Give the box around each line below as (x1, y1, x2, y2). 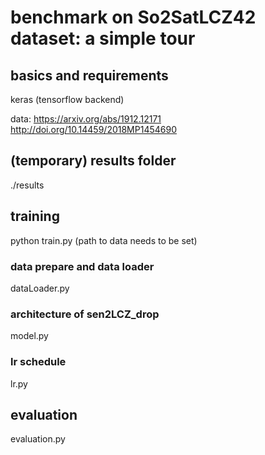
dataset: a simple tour (10, 27, 196, 50)
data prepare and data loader (10, 259, 155, 273)
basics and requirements (10, 67, 169, 84)
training (10, 208, 60, 225)
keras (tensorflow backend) (10, 94, 125, 105)
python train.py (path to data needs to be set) (10, 234, 198, 246)
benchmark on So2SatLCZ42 (10, 6, 257, 29)
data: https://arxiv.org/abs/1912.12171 (10, 113, 162, 125)
